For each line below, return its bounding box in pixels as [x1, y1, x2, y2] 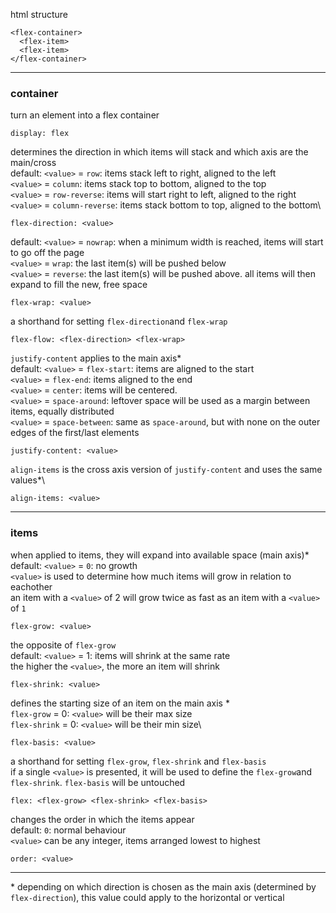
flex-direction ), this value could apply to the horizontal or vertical [10, 891, 285, 903]
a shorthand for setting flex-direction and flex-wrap [10, 315, 228, 328]
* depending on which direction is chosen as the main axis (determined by [10, 880, 317, 893]
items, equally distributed [10, 405, 115, 418]
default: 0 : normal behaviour [10, 824, 127, 836]
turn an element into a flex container [10, 109, 160, 121]
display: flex [10, 129, 70, 139]
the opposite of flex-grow [10, 639, 117, 651]
